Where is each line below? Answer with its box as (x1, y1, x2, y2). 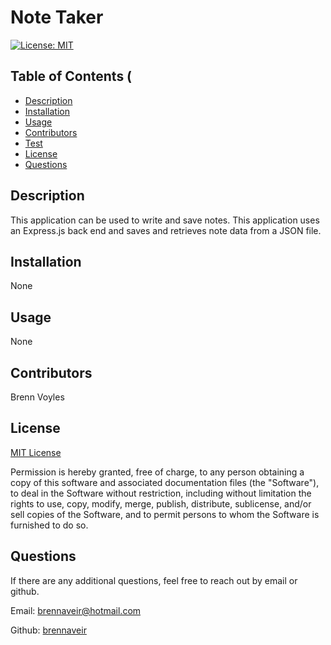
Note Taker (10, 6, 104, 29)
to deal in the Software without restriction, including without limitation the (10, 487, 312, 499)
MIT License (10, 446, 62, 458)
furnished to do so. (10, 519, 89, 531)
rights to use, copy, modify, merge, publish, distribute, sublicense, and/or (10, 497, 312, 510)
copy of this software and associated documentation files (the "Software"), (10, 476, 320, 488)
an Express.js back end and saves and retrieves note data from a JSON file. (10, 224, 322, 236)
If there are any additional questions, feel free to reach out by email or (10, 574, 298, 586)
